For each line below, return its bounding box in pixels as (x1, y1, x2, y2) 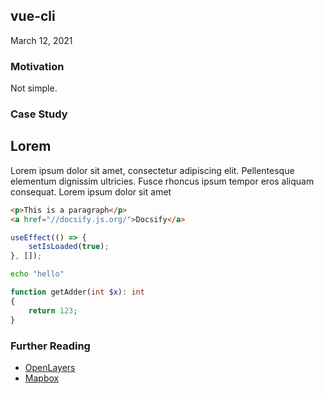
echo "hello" (10, 269, 65, 279)
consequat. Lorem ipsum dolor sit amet (10, 185, 172, 198)
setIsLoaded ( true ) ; (28, 242, 110, 252)
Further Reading (10, 339, 91, 353)
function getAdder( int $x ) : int (10, 287, 145, 298)
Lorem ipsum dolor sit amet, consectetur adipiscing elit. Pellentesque (10, 164, 295, 176)
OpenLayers (24, 361, 76, 373)
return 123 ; (28, 305, 78, 316)
